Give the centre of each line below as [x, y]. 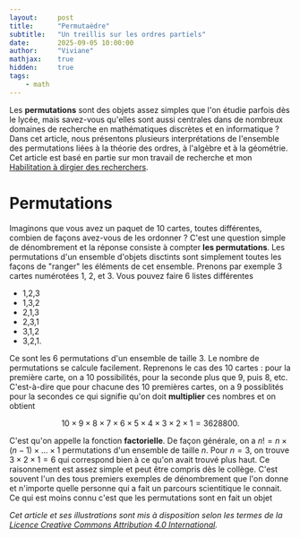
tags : [19, 76]
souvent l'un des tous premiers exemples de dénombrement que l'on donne [149, 478]
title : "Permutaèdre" [60, 26]
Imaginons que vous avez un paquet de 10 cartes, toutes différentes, [136, 228]
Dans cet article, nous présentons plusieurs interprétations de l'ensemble [144, 138]
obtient [22, 405]
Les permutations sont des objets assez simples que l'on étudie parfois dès [150, 109]
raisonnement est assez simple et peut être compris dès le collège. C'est [144, 469]
